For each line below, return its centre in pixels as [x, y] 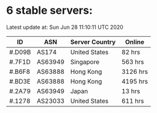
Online [135, 41]
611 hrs [133, 101]
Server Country [93, 41]
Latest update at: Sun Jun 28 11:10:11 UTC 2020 [65, 27]
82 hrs [131, 52]
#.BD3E [20, 81]
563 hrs [133, 62]
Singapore [85, 62]
